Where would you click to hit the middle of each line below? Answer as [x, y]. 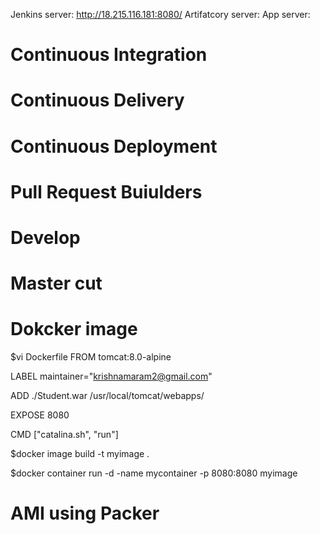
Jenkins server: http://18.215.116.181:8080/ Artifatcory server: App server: [160, 14]
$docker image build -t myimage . [80, 454]
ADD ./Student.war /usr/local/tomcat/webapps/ [107, 396]
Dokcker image [74, 329]
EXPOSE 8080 [40, 415]
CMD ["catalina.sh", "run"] [64, 435]
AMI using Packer [85, 513]
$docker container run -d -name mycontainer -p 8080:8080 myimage [154, 473]
